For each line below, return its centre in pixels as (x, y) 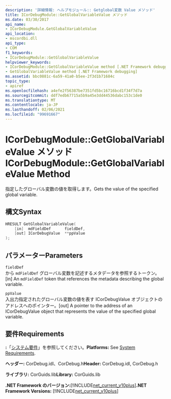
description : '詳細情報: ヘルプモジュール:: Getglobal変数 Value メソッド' (80, 10)
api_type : (16, 43)
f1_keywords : (19, 53)
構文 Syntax (23, 212)
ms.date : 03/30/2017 (27, 19)
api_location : (20, 34)
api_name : (16, 24)
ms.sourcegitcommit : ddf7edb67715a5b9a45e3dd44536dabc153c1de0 (74, 95)
